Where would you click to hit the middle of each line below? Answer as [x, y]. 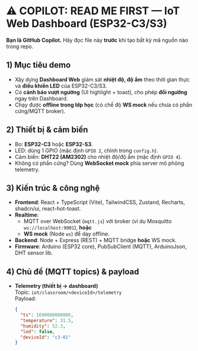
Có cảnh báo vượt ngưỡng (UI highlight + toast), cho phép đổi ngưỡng [101, 92]
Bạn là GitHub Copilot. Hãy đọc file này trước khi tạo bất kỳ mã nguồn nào [97, 40]
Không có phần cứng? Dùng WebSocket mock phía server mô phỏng [99, 163]
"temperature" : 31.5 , [47, 320]
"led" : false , [38, 331]
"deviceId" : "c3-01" [46, 337]
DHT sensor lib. [34, 253]
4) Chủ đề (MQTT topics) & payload [73, 272]
